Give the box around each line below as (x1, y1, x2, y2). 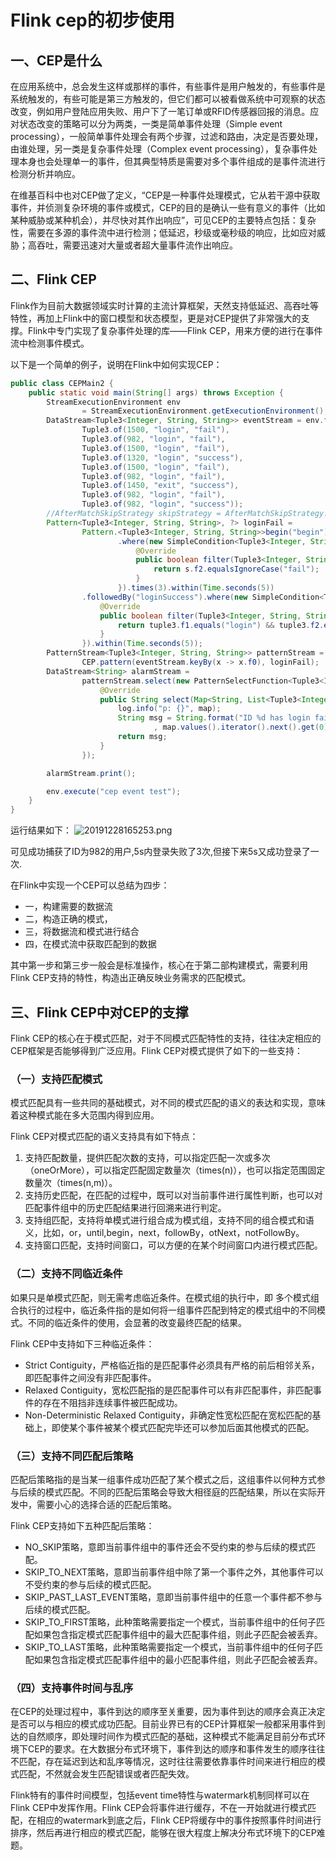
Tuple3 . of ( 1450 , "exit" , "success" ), (81, 481, 240, 491)
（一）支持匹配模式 (10, 1072, 103, 1086)
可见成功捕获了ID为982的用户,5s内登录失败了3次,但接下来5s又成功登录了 (10, 846, 311, 858)
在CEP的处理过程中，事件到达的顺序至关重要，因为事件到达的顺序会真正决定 (10, 1706, 326, 1718)
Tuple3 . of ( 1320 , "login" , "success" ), (81, 452, 244, 463)
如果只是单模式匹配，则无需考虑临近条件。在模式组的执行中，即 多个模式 (10, 1291, 311, 1303)
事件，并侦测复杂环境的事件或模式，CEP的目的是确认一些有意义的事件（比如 (10, 202, 326, 213)
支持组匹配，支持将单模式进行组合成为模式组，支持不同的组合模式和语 (24, 1214, 315, 1226)
